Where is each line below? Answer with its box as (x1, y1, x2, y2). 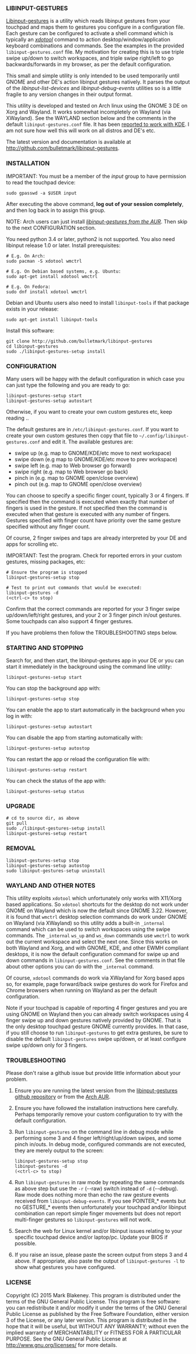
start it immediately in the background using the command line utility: (6, 663, 172, 671)
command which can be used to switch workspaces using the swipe (6, 926, 170, 933)
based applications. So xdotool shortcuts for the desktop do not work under (6, 901, 188, 908)
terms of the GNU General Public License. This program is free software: (6, 1298, 181, 1305)
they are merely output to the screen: (14, 1147, 104, 1154)
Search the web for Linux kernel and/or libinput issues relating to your (14, 1228, 183, 1235)
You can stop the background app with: (6, 685, 101, 692)
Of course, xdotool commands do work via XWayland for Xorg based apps (6, 974, 185, 981)
